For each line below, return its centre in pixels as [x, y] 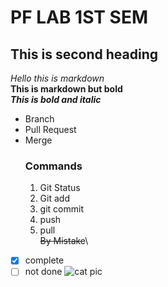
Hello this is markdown [57, 78]
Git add [54, 198]
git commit [61, 209]
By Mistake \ [64, 241]
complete [44, 260]
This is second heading [84, 54]
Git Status [60, 188]
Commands [53, 166]
